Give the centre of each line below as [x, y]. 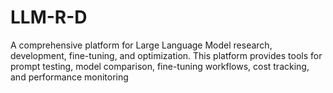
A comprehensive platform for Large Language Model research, [141, 45]
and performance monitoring [69, 77]
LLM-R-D [49, 17]
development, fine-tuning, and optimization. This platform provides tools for [166, 55]
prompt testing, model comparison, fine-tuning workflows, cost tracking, [160, 66]
